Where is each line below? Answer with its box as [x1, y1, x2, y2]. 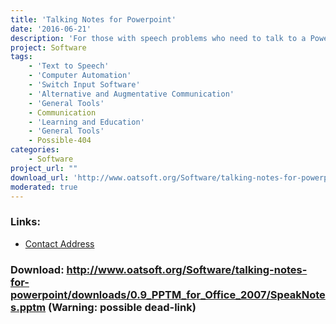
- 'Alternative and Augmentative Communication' [28, 89, 235, 99]
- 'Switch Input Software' [28, 80, 141, 90]
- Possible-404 [28, 136, 92, 146]
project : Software [10, 42, 87, 53]
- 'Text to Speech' [28, 61, 110, 71]
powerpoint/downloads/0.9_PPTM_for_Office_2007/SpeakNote [10, 287, 326, 301]
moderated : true [10, 182, 78, 192]
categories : [10, 145, 60, 155]
